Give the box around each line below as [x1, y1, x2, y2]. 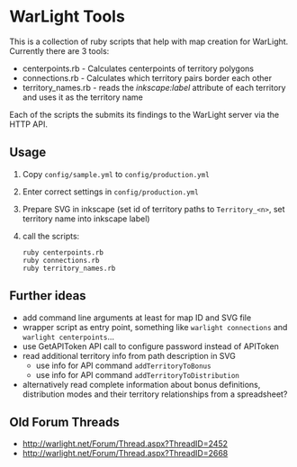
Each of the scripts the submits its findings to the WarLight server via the [9, 109, 280, 120]
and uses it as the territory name [22, 92, 144, 103]
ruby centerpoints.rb [22, 247, 103, 257]
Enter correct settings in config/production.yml [22, 186, 200, 197]
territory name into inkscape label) [22, 213, 150, 224]
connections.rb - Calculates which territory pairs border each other [22, 72, 273, 83]
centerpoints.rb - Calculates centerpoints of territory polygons [22, 63, 255, 74]
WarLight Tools [9, 6, 126, 27]
